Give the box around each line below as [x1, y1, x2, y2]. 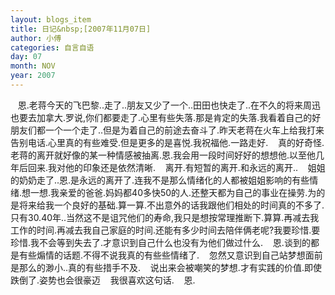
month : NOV [10, 61, 56, 71]
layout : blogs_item [10, 14, 92, 25]
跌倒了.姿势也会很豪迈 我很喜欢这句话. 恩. [10, 274, 196, 286]
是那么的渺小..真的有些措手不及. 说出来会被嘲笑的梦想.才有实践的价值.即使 [10, 261, 322, 273]
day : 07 [10, 52, 43, 62]
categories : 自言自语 [10, 42, 95, 53]
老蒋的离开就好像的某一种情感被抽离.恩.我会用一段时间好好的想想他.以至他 [10, 149, 317, 161]
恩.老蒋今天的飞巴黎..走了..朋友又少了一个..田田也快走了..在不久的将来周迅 [17, 99, 322, 111]
